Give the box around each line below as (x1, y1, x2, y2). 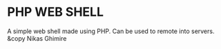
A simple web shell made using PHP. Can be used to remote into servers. (7, 27, 215, 35)
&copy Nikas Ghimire (7, 34, 67, 42)
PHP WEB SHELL (7, 4, 104, 20)
